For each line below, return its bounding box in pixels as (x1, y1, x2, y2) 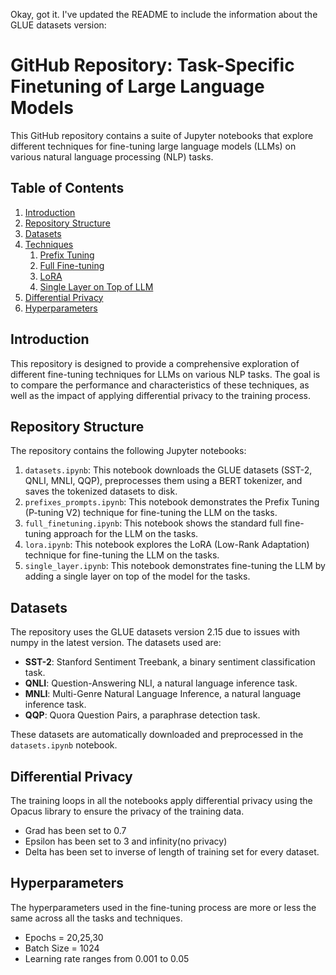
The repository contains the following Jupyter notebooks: (10, 445, 247, 457)
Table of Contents (10, 180, 125, 197)
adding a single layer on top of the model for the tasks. (24, 570, 251, 583)
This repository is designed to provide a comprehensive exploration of (10, 357, 300, 369)
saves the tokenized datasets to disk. (24, 485, 178, 498)
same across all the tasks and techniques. (10, 912, 183, 924)
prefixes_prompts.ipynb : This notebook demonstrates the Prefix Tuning (24, 496, 320, 508)
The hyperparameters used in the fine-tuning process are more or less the (10, 901, 317, 913)
